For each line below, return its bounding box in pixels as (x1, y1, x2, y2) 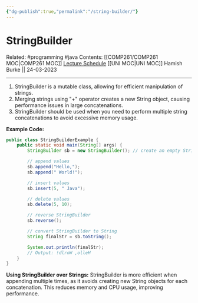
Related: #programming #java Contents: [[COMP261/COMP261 (6, 54, 158, 61)
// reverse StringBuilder (27, 212, 91, 218)
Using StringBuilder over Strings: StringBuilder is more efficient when (6, 271, 177, 278)
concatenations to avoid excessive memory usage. (14, 114, 138, 121)
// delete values (27, 196, 70, 202)
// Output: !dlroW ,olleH (27, 249, 91, 256)
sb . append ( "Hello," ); (27, 164, 81, 170)
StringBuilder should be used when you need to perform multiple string (14, 108, 187, 115)
